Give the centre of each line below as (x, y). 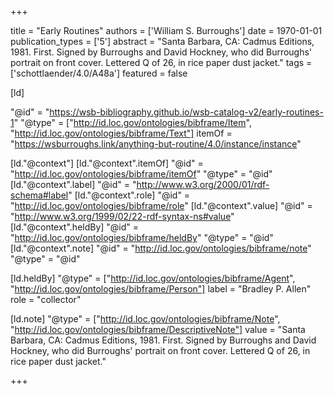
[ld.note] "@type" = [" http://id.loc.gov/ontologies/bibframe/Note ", (145, 319)
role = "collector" (46, 299)
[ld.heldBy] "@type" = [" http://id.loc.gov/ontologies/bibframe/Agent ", (153, 278)
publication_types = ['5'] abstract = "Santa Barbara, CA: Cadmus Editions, (162, 41)
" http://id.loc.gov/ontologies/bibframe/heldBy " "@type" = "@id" (142, 237)
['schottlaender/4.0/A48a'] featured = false (99, 73)
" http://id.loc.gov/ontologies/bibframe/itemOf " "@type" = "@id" (141, 174)
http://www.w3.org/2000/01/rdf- (203, 184)
